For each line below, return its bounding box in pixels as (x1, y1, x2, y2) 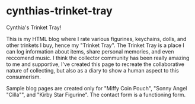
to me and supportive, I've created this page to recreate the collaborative (6, 61, 185, 68)
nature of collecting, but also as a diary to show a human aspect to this (6, 67, 179, 74)
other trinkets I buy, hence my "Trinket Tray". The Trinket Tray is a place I (6, 42, 185, 49)
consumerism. (6, 73, 41, 80)
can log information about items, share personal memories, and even (6, 48, 174, 55)
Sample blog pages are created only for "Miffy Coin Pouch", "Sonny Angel (6, 84, 187, 92)
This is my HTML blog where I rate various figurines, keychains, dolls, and (6, 35, 187, 42)
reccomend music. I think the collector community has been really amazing (6, 54, 190, 61)
